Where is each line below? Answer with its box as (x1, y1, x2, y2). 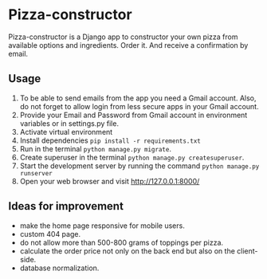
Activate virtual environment (19, 127, 113, 136)
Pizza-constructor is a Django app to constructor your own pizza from (8, 32, 238, 41)
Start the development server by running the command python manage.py (19, 161, 260, 171)
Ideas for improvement (8, 199, 124, 213)
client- (236, 246, 258, 256)
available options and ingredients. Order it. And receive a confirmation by (8, 40, 249, 49)
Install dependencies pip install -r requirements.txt (19, 136, 201, 145)
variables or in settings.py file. (19, 118, 120, 128)
